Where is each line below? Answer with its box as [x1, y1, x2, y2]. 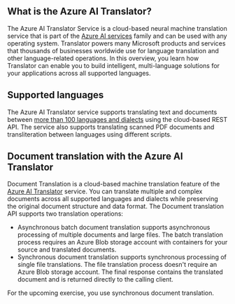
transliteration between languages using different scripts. [7, 130, 173, 139]
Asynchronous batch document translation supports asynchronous [17, 223, 211, 232]
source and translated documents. [17, 245, 117, 254]
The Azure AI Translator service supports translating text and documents [7, 108, 218, 116]
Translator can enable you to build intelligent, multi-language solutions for [7, 61, 220, 69]
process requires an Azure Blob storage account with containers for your [17, 238, 228, 247]
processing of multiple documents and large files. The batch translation [17, 230, 224, 239]
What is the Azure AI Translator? [7, 6, 152, 18]
